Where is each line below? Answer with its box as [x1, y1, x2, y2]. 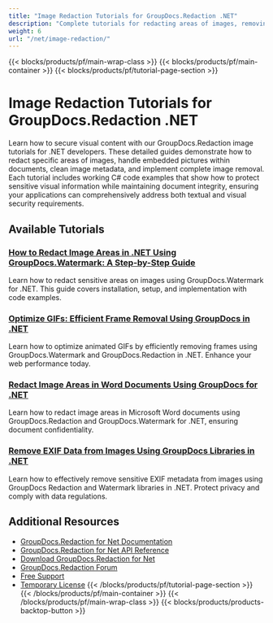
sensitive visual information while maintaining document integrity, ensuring [8, 181, 259, 191]
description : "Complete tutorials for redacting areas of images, [8, 20, 238, 28]
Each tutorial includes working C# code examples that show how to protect [8, 172, 260, 183]
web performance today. [8, 359, 91, 368]
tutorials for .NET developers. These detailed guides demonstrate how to [8, 147, 252, 157]
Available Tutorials [8, 222, 105, 236]
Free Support [19, 571, 65, 581]
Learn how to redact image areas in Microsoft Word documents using [8, 407, 240, 417]
